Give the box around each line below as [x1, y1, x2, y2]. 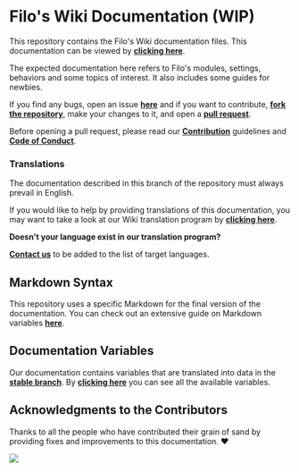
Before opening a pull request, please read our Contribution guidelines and [9, 125, 287, 136]
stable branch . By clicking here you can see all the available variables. [9, 376, 270, 387]
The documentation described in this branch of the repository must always [9, 178, 284, 189]
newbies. [9, 81, 43, 92]
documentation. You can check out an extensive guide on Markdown [9, 308, 262, 319]
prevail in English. [9, 188, 74, 198]
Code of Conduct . [9, 135, 77, 146]
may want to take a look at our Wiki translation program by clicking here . [9, 215, 278, 225]
